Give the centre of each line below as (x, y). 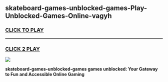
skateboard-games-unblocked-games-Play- (76, 8)
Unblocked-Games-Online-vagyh (58, 16)
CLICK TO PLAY (24, 30)
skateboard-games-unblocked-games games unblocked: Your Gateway (82, 69)
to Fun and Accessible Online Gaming (45, 74)
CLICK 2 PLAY (22, 49)
